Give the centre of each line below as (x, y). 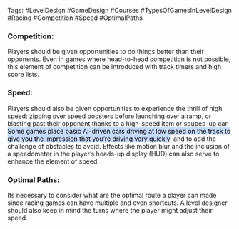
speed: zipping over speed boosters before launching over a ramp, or (110, 116)
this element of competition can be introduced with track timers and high (115, 67)
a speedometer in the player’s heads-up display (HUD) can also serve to (113, 154)
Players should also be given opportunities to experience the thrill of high (115, 108)
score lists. (23, 75)
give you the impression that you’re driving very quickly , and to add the (112, 139)
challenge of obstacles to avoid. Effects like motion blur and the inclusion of (119, 146)
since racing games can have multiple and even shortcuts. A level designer (118, 203)
